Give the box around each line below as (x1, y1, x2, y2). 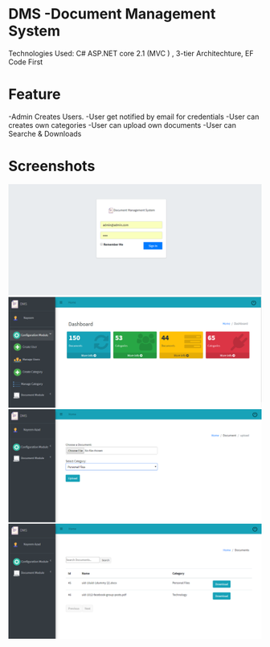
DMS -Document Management (8, 5, 216, 23)
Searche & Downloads (8, 129, 82, 138)
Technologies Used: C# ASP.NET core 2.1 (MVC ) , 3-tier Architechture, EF (8, 48, 254, 58)
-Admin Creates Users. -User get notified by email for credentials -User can (8, 112, 260, 121)
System (8, 22, 61, 40)
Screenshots (8, 158, 96, 175)
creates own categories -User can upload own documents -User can (8, 120, 237, 129)
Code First (8, 57, 43, 67)
